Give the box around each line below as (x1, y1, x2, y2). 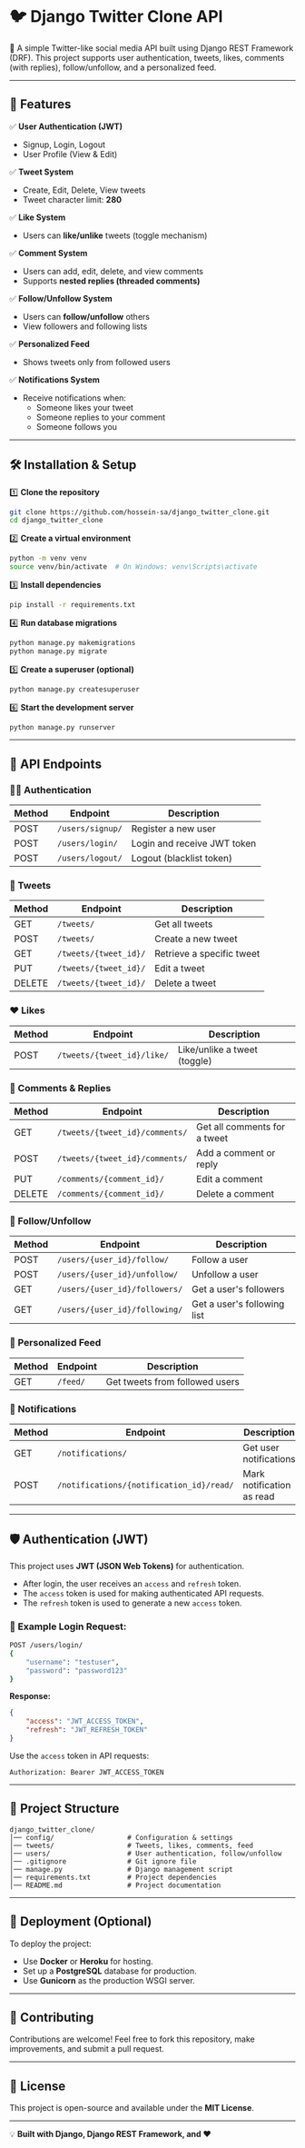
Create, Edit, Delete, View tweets (22, 184, 146, 195)
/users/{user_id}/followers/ (57, 1284, 183, 1295)
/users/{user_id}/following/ (57, 1305, 183, 1315)
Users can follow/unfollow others (22, 311, 150, 322)
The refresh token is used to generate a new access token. (22, 1597, 242, 1608)
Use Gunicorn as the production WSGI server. (22, 1974, 195, 1985)
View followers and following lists (22, 321, 148, 332)
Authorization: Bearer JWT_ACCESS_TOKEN (9, 1767, 165, 1776)
